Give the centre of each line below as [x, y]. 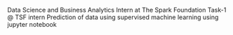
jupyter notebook [32, 24]
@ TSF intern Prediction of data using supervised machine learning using [113, 17]
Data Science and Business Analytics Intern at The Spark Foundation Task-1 [117, 10]
